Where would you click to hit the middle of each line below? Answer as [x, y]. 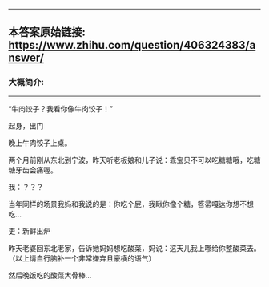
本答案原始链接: [47, 32]
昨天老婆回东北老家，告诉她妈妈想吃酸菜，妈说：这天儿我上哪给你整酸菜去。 [134, 248]
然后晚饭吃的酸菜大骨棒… [50, 275]
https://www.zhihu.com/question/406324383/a [132, 45]
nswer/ [26, 58]
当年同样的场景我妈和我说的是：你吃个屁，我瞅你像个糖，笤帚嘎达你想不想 [131, 204]
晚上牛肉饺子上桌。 [40, 143]
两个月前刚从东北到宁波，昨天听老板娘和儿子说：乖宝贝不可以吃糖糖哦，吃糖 [134, 160]
